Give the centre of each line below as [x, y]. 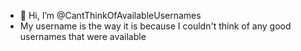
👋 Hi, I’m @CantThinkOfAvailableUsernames [110, 15]
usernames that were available [83, 36]
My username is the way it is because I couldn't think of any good [155, 26]
